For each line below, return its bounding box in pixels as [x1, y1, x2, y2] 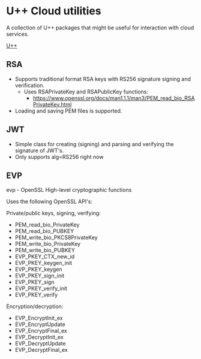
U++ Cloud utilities [6, 4, 101, 18]
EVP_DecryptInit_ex [14, 334, 64, 341]
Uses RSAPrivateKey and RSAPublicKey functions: [23, 88, 149, 95]
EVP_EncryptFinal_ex [14, 327, 67, 334]
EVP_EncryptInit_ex [14, 315, 63, 322]
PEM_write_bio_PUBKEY [14, 247, 75, 254]
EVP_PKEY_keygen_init [14, 260, 73, 267]
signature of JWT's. [14, 147, 64, 154]
